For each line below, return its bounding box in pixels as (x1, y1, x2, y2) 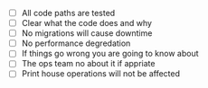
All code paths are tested (21, 8, 116, 18)
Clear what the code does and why (21, 18, 153, 29)
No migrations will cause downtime (21, 28, 153, 39)
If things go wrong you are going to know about (21, 48, 200, 59)
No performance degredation (21, 38, 131, 48)
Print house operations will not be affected (21, 68, 181, 79)
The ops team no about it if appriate (21, 58, 156, 69)
